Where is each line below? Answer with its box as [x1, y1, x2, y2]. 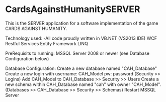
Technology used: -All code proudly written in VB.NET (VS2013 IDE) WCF [5, 35, 157, 41]
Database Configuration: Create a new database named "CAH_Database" [5, 65, 157, 71]
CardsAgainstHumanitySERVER [5, 4, 140, 15]
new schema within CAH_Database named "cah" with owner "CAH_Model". [5, 81, 161, 87]
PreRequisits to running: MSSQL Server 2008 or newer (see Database [5, 50, 150, 56]
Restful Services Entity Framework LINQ [5, 40, 88, 46]
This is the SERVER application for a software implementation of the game [5, 20, 158, 26]
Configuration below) [5, 55, 49, 61]
